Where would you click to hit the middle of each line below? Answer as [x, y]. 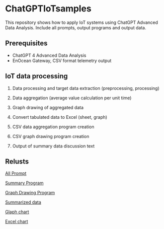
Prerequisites [26, 43]
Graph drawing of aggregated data [48, 107]
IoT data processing [37, 76]
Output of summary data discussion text [53, 146]
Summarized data [23, 202]
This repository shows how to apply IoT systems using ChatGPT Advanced [82, 22]
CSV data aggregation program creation [53, 127]
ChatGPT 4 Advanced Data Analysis [49, 55]
